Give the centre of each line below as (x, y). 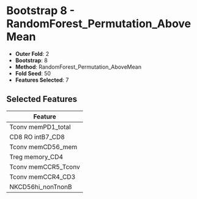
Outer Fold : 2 (32, 53)
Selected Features (42, 99)
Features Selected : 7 (42, 80)
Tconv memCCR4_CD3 (42, 177)
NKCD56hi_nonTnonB (41, 187)
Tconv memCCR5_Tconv (45, 166)
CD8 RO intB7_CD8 (37, 137)
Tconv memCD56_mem (43, 147)
